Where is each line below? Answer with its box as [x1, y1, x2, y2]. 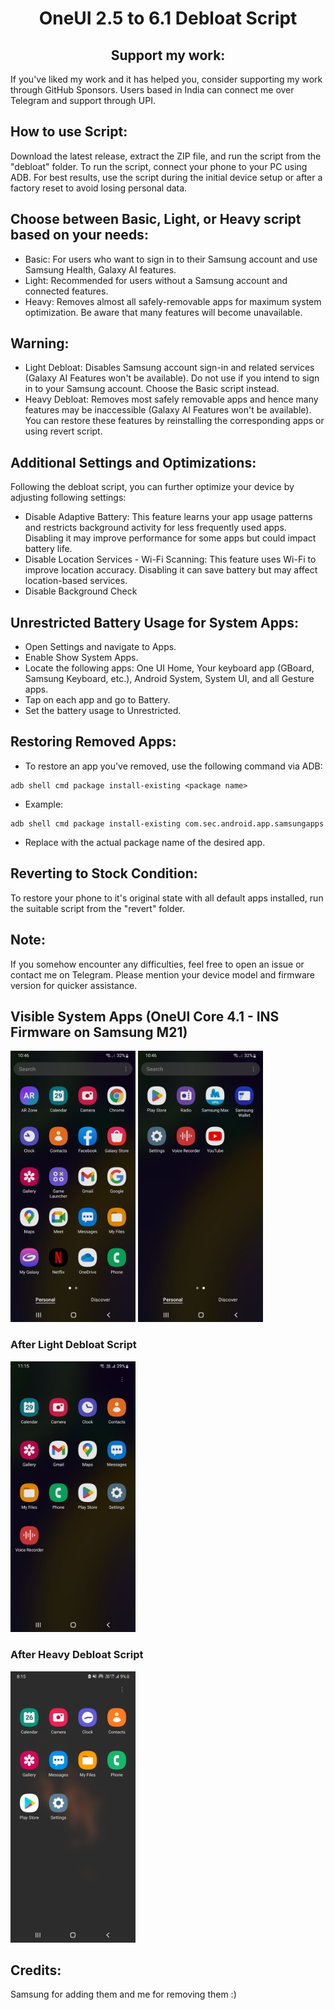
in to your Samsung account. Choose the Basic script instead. [24, 383, 280, 395]
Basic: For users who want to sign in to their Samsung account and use [24, 253, 318, 265]
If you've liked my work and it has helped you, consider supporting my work [10, 73, 323, 85]
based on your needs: [10, 227, 149, 244]
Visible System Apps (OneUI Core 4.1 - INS [10, 1008, 280, 1025]
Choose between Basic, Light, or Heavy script [10, 211, 302, 228]
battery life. [24, 543, 73, 555]
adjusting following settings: [10, 492, 127, 504]
